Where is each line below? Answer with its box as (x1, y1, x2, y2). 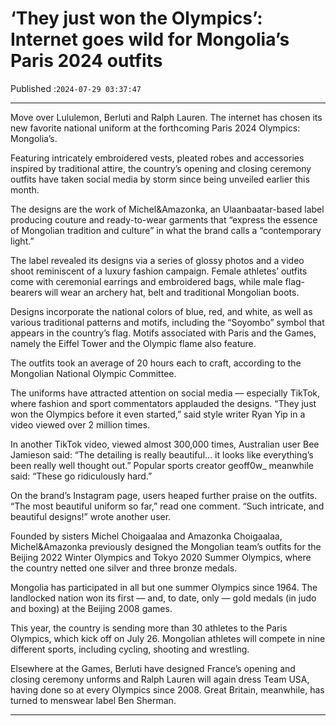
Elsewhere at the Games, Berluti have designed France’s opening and (10, 662, 296, 674)
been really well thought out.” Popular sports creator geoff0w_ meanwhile (10, 459, 314, 471)
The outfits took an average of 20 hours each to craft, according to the (10, 357, 302, 369)
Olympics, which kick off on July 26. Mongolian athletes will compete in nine (10, 632, 326, 644)
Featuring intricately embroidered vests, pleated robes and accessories (10, 152, 305, 164)
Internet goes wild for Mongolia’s (10, 28, 290, 51)
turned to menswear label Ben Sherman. (10, 694, 177, 706)
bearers (10, 286, 43, 298)
